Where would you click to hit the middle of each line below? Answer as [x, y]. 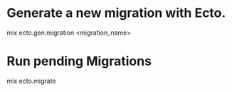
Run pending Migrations [79, 61]
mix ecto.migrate [31, 81]
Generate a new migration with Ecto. [116, 13]
